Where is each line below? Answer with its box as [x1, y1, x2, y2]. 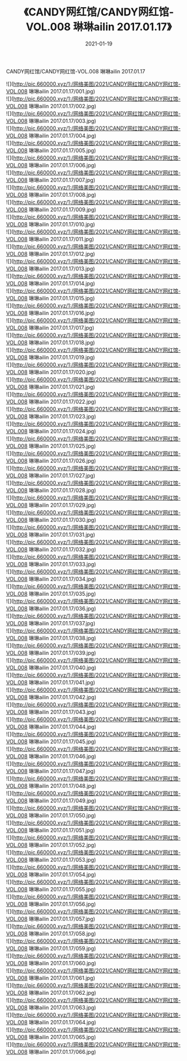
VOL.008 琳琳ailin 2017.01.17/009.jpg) [6, 206, 96, 213]
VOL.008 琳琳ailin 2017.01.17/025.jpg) [6, 442, 96, 449]
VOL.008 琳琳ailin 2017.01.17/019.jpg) [6, 353, 95, 361]
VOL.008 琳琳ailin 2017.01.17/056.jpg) [6, 900, 96, 907]
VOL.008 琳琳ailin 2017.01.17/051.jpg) [6, 826, 95, 833]
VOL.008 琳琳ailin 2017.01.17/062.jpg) [6, 989, 96, 996]
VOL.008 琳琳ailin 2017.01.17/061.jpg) [6, 974, 95, 981]
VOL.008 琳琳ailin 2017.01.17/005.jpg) [6, 147, 96, 154]
